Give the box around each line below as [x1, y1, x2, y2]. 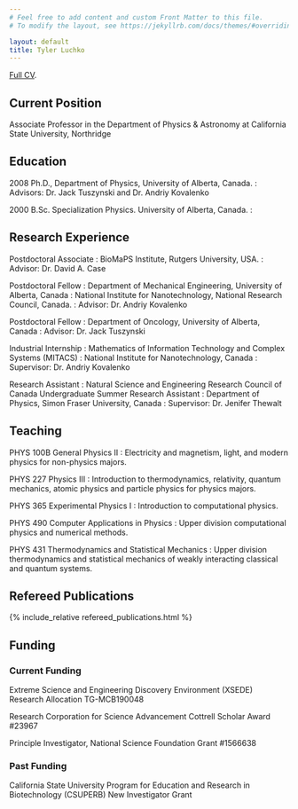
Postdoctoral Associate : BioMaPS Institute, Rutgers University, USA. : [9, 254, 264, 264]
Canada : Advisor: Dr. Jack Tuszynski [9, 326, 146, 336]
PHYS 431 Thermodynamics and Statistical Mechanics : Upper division [9, 544, 268, 554]
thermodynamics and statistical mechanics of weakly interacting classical [9, 554, 278, 564]
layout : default [9, 37, 69, 46]
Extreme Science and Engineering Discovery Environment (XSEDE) [9, 685, 254, 695]
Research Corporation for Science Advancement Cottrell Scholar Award [9, 711, 271, 721]
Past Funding [9, 759, 67, 772]
